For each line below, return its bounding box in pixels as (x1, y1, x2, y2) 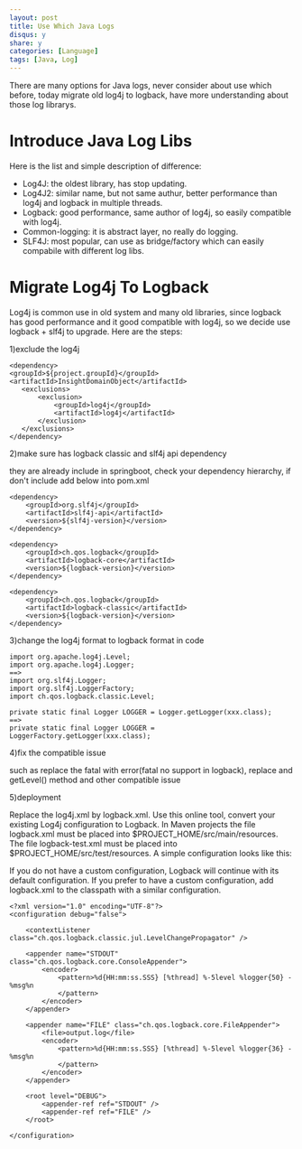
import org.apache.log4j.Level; (9, 652, 131, 661)
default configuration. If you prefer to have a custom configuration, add (9, 874, 274, 885)
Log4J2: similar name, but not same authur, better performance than (22, 187, 278, 199)
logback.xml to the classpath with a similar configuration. (9, 884, 222, 895)
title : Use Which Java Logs (9, 22, 115, 31)
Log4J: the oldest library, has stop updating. (22, 178, 188, 189)
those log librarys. (9, 99, 77, 109)
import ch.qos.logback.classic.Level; (9, 692, 155, 701)
